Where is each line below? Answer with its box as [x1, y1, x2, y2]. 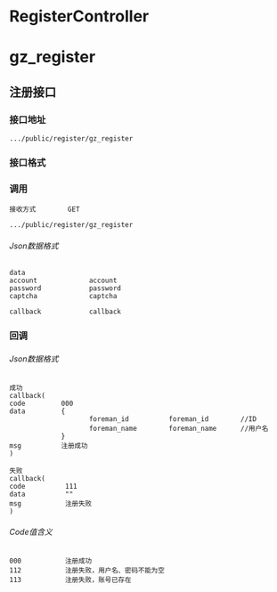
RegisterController [9, 6, 150, 27]
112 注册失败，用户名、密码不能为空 [9, 565, 165, 575]
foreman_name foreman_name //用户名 [88, 424, 269, 433]
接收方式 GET [9, 205, 80, 215]
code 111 [9, 482, 77, 491]
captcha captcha [9, 292, 118, 301]
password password [9, 284, 122, 293]
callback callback [9, 307, 122, 317]
